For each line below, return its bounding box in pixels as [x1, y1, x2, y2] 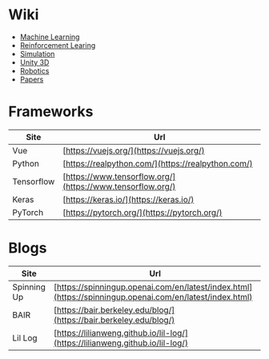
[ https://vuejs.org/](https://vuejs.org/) [62, 145, 206, 156]
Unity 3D [19, 58, 50, 67]
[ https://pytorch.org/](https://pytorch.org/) [62, 206, 223, 217]
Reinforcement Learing [19, 40, 96, 50]
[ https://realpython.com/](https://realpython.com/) [62, 158, 254, 169]
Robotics [19, 66, 50, 75]
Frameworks [8, 102, 94, 121]
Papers [19, 74, 44, 84]
